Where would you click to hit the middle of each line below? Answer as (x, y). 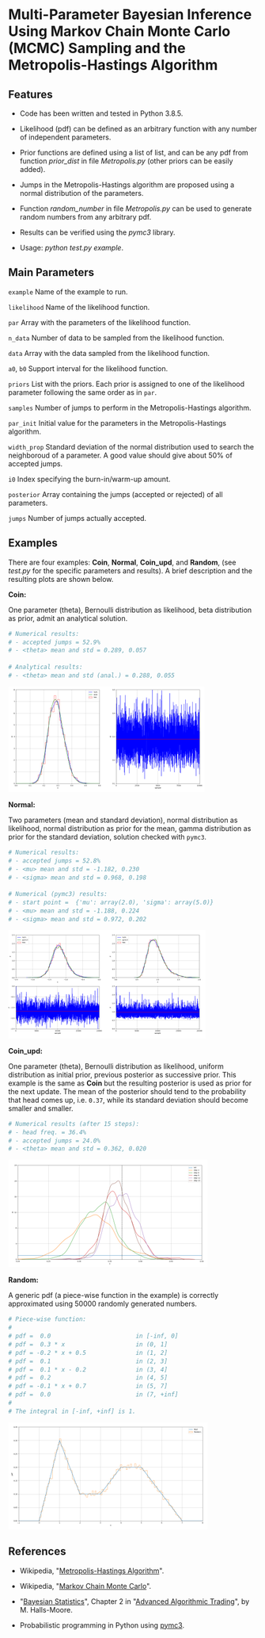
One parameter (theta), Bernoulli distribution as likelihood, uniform (116, 1066)
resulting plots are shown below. (61, 579)
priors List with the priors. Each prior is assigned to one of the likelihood (127, 384)
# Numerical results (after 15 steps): (74, 1123)
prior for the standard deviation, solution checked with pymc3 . (108, 836)
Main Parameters (51, 272)
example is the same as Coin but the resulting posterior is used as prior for (130, 1083)
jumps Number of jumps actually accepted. (78, 518)
